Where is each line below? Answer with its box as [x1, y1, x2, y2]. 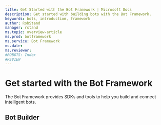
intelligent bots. [5, 99, 36, 105]
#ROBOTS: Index [5, 52, 36, 57]
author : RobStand [5, 20, 40, 26]
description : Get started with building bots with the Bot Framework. [5, 12, 152, 17]
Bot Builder [5, 113, 40, 122]
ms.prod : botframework [5, 35, 51, 39]
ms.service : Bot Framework [5, 39, 60, 44]
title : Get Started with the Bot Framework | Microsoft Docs [5, 7, 132, 12]
